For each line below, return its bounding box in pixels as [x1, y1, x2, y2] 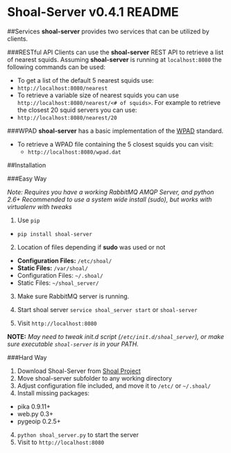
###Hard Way [7, 353, 47, 361]
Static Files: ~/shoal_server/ [17, 279, 99, 287]
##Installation [7, 160, 46, 169]
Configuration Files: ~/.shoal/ [17, 271, 103, 279]
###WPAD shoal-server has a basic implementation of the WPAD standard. [7, 126, 224, 135]
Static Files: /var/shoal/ [17, 263, 89, 272]
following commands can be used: [7, 63, 105, 71]
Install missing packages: [17, 388, 90, 397]
